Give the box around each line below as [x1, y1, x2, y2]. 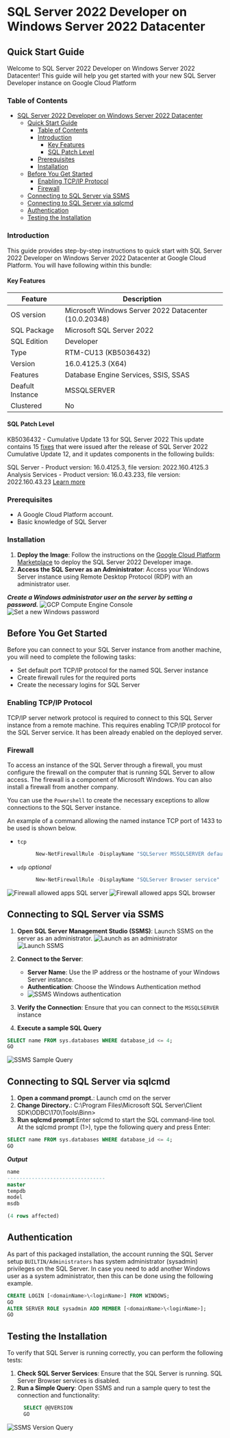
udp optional [16, 863, 51, 871]
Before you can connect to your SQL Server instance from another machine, [7, 646, 222, 654]
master [7, 1181, 26, 1188]
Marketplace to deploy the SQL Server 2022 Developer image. [16, 557, 193, 566]
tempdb [7, 1187, 26, 1194]
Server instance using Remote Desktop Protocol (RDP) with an [16, 572, 193, 581]
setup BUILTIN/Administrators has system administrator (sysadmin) [7, 1257, 199, 1265]
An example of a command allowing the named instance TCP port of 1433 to [7, 817, 222, 824]
